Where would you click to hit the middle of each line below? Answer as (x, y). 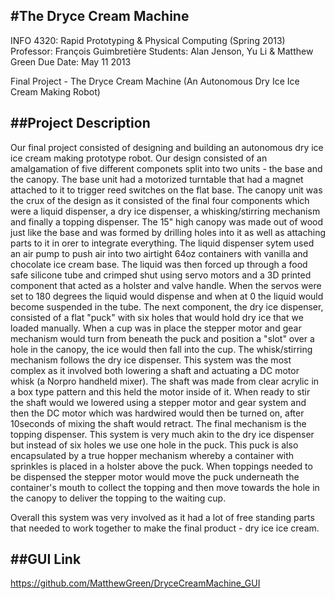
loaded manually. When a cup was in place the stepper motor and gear (156, 328)
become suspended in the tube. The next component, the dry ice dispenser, (167, 306)
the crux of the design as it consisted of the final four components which (160, 200)
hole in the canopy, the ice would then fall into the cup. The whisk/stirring (161, 349)
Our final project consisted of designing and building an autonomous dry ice (167, 147)
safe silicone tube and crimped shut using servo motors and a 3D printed (161, 275)
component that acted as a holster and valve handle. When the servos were (166, 285)
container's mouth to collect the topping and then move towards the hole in (165, 487)
